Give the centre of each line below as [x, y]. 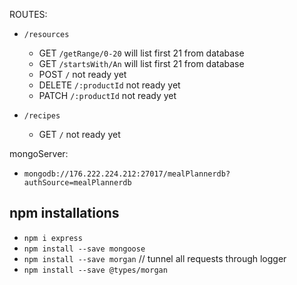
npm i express [53, 238]
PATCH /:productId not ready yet [107, 95]
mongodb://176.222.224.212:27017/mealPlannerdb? [127, 174]
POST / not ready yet [82, 74]
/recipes [42, 116]
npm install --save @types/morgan [95, 270]
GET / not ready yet [79, 134]
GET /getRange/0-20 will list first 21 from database [141, 53]
